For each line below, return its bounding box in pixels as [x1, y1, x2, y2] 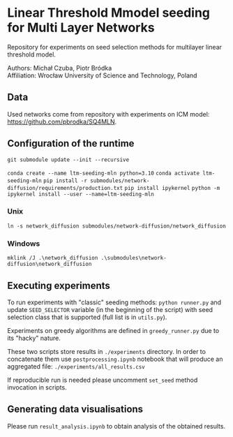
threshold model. [7, 50, 56, 59]
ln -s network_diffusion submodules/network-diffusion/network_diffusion [7, 222, 227, 230]
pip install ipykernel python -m [124, 184, 220, 191]
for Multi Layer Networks [7, 20, 155, 36]
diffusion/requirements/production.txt [7, 184, 123, 191]
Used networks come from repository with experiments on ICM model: [7, 110, 210, 118]
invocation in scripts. [7, 383, 68, 392]
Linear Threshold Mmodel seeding [7, 5, 211, 21]
